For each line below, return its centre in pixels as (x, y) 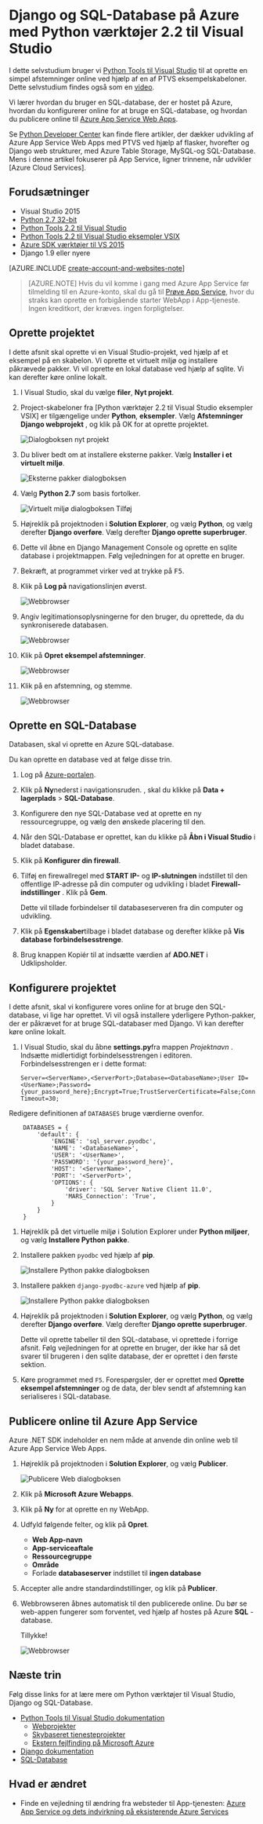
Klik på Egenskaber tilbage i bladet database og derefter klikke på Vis (132, 931)
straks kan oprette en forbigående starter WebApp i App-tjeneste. (134, 300)
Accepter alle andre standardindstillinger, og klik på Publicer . (119, 1588)
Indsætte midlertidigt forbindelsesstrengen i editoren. (106, 1055)
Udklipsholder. (43, 963)
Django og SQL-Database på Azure (124, 15)
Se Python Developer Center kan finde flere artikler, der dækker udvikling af (131, 134)
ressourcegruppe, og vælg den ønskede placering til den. (113, 822)
